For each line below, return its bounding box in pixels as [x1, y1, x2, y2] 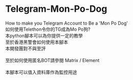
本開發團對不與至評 [5, 45, 46, 51]
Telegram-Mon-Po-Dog [5, 3, 107, 15]
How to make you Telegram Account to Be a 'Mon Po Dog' [5, 20, 128, 26]
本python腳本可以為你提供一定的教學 [5, 32, 83, 38]
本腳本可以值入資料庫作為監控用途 [5, 69, 77, 75]
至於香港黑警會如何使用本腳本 [5, 39, 68, 45]
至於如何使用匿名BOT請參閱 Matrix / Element [5, 57, 100, 63]
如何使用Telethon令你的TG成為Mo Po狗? [5, 26, 91, 32]
